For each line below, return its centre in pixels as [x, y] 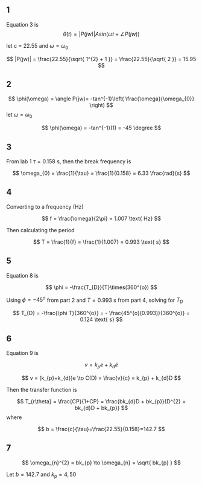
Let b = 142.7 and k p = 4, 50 [41, 475]
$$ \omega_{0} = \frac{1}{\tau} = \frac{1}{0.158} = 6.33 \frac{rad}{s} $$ [101, 173]
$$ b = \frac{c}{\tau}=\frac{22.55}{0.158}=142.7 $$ [101, 429]
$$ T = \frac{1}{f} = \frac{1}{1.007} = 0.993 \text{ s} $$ [101, 242]
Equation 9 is [23, 353]
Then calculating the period [40, 230]
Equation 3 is [23, 24]
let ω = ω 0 [19, 116]
